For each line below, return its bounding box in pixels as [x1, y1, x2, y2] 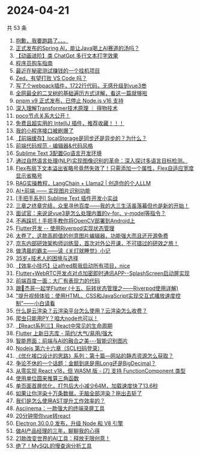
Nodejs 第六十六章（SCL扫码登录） [15, 345, 103, 352]
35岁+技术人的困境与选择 [15, 255, 79, 262]
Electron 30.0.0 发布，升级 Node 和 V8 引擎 [15, 420, 124, 427]
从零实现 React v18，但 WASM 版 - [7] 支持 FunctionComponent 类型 [15, 367, 186, 374]
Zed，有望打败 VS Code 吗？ [15, 74, 88, 82]
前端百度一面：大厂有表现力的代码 [15, 277, 100, 284]
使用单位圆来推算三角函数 [15, 375, 79, 382]
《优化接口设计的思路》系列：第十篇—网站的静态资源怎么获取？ [15, 352, 174, 359]
